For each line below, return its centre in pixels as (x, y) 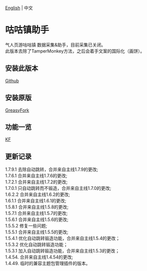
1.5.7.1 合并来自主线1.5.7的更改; (36, 213)
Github (12, 81)
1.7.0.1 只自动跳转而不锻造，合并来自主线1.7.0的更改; (58, 188)
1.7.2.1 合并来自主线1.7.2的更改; (36, 182)
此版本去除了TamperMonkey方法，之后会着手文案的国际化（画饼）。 (75, 51)
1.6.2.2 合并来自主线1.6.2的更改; (38, 194)
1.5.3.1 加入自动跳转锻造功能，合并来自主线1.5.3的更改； (62, 251)
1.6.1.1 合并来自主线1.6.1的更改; (36, 201)
